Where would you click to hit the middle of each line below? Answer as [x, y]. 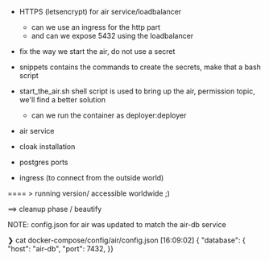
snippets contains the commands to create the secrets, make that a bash [140, 67]
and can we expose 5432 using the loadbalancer [112, 36]
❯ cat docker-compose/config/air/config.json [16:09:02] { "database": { [127, 240]
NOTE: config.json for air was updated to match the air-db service [117, 224]
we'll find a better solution [62, 99]
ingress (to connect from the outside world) [91, 178]
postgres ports [43, 162]
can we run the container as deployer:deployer [109, 115]
